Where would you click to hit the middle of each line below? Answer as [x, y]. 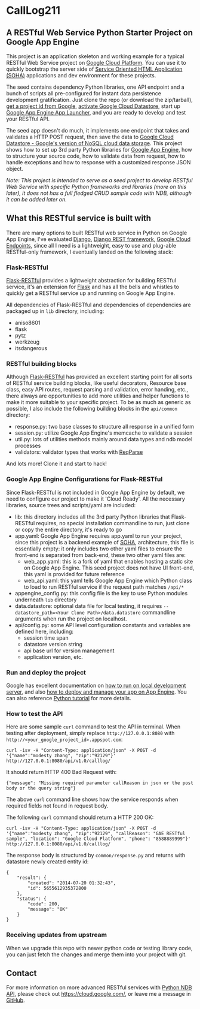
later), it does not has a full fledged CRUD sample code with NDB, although [99, 193]
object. [15, 169]
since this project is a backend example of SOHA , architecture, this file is [104, 542]
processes [28, 446]
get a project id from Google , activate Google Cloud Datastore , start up [93, 106]
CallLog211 [33, 10]
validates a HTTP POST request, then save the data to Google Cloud [90, 137]
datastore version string [53, 644]
